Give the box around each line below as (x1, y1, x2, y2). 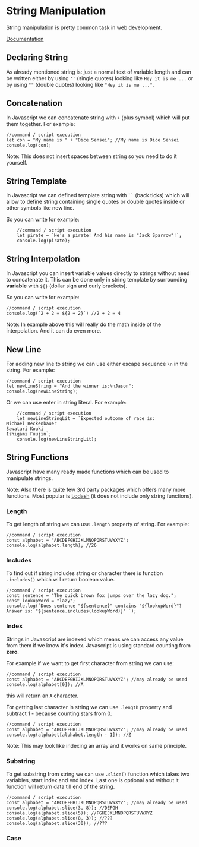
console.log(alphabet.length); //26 (6, 542, 97, 549)
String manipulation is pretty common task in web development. (6, 24, 162, 31)
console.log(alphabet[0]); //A (6, 681, 84, 687)
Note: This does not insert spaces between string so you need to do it (6, 153, 177, 160)
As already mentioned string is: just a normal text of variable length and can (6, 68, 191, 75)
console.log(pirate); (17, 238, 70, 244)
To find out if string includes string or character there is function (6, 570, 163, 577)
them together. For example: (6, 120, 75, 127)
